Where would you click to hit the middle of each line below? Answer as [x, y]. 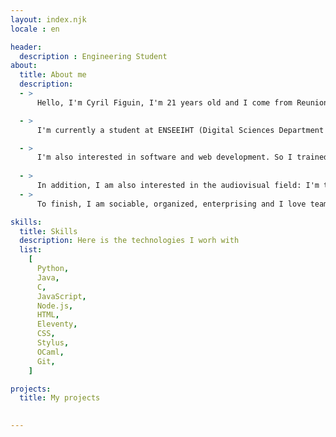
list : [31, 250]
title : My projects [60, 398]
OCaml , [50, 352]
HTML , [48, 315]
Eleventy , [57, 324]
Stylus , [53, 343]
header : [26, 47]
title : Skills [48, 231]
